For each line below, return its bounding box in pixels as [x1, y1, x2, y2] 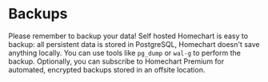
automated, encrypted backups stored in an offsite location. [8, 64, 206, 74]
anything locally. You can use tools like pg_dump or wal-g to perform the [8, 48, 242, 57]
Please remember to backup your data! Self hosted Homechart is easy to [8, 31, 249, 41]
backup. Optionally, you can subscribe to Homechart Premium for [8, 57, 225, 66]
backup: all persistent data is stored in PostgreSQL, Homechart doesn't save [8, 39, 260, 49]
